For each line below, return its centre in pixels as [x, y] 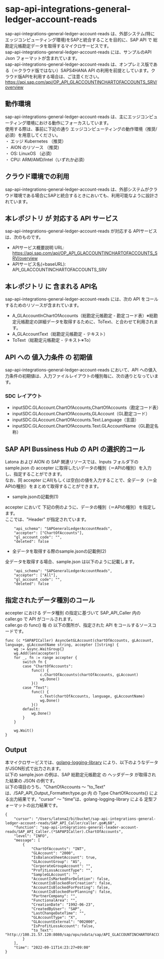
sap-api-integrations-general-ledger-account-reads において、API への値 [79, 370]
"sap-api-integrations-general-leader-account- [89, 827]
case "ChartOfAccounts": [48, 666]
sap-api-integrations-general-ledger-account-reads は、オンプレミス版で [79, 64]
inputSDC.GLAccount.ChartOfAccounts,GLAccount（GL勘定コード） [81, 414]
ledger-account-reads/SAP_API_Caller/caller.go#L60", [61, 823]
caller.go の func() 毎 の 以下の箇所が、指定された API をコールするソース [79, 625]
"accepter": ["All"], [36, 575]
